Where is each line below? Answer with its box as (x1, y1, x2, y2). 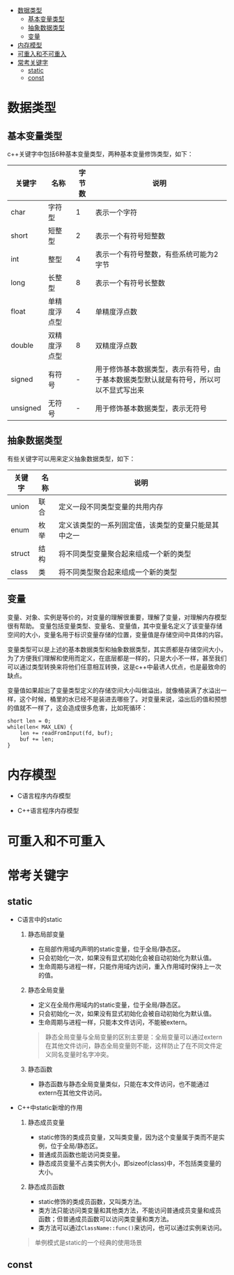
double (10, 341, 33, 350)
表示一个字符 (95, 208, 138, 217)
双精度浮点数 (95, 341, 138, 350)
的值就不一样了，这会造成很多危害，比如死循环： (7, 703, 148, 712)
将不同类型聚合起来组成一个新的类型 (58, 567, 178, 577)
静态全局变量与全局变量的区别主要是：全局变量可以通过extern (45, 1033, 223, 1041)
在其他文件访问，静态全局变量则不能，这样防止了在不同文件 (45, 1041, 217, 1050)
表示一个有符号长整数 (95, 278, 166, 288)
